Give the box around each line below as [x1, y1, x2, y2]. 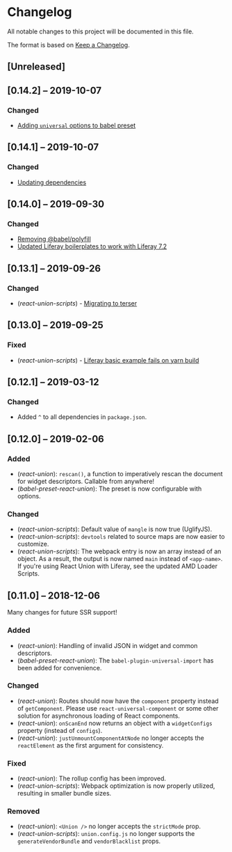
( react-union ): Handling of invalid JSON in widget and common [17, 641, 198, 649]
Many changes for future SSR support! [7, 608, 117, 617]
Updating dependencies [17, 178, 87, 187]
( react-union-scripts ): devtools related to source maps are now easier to [17, 532, 225, 541]
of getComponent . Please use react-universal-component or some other [17, 704, 219, 712]
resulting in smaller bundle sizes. [17, 789, 112, 798]
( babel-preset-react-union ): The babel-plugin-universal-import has [17, 656, 214, 665]
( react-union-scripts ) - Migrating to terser [17, 299, 138, 308]
